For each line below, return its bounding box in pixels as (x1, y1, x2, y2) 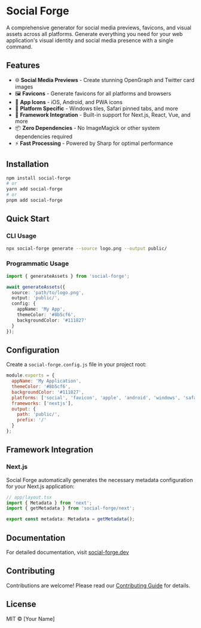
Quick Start (6, 214, 50, 224)
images (14, 83, 33, 90)
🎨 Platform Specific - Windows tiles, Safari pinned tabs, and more (14, 105, 178, 112)
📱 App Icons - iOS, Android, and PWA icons (14, 98, 123, 105)
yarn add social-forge (6, 186, 63, 192)
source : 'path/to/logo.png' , (11, 289, 84, 296)
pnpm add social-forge (6, 198, 63, 204)
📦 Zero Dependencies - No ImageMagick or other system (14, 124, 160, 131)
